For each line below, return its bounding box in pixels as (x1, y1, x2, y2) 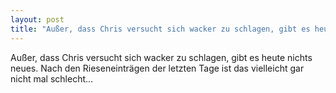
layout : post (10, 14, 65, 25)
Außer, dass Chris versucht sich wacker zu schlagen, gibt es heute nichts (10, 51, 313, 63)
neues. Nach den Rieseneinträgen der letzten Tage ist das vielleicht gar (10, 62, 305, 74)
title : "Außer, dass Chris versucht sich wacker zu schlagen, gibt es (10, 24, 311, 34)
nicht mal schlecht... (10, 72, 94, 85)
